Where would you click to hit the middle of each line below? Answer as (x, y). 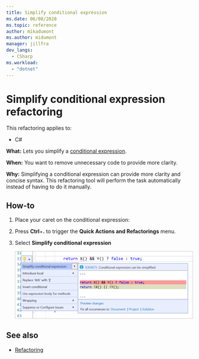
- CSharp (22, 56)
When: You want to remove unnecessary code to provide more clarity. (92, 163)
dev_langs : (20, 51)
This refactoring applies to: (39, 128)
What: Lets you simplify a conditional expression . (66, 151)
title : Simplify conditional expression (57, 12)
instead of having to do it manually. (49, 187)
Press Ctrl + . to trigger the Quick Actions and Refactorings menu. (95, 231)
